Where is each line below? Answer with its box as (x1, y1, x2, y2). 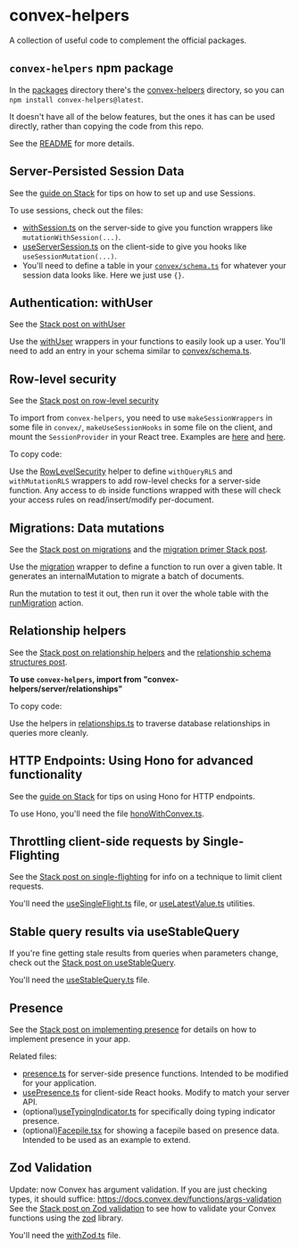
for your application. (21, 1078, 97, 1088)
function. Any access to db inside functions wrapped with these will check (9, 485, 281, 496)
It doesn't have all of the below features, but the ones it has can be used (9, 111, 275, 121)
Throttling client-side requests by (9, 834, 201, 849)
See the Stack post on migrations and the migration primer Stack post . (9, 544, 268, 554)
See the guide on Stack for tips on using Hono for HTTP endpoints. (9, 790, 256, 801)
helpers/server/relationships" (9, 683, 123, 694)
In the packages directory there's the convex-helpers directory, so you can (9, 84, 285, 95)
